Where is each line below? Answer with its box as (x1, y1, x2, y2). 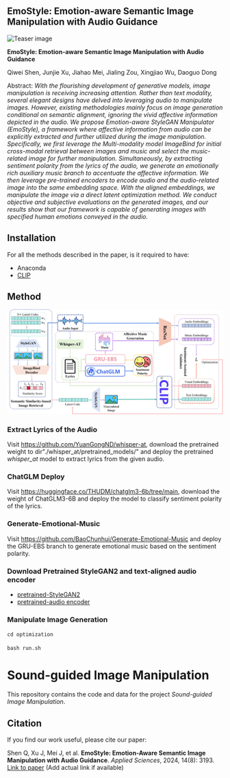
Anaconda (16, 264, 47, 272)
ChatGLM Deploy (7, 472, 65, 481)
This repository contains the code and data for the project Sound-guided (7, 690, 212, 699)
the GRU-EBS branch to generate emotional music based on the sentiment (7, 542, 217, 550)
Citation (7, 717, 42, 729)
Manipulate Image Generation (7, 614, 108, 624)
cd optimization (7, 631, 53, 638)
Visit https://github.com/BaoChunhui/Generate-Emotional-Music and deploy (7, 534, 222, 543)
